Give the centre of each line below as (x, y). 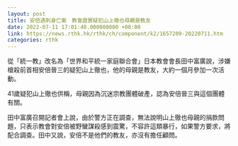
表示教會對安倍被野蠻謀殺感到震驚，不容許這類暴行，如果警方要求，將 (128, 126)
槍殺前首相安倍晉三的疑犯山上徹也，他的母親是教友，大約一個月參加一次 (113, 70)
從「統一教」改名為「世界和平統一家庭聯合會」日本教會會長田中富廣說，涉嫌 (119, 61)
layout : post (27, 14)
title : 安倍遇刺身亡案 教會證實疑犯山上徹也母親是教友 (79, 20)
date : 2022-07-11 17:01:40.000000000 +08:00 (74, 27)
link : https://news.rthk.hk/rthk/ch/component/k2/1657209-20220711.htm (115, 34)
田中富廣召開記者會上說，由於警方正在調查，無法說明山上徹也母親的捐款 (113, 118)
